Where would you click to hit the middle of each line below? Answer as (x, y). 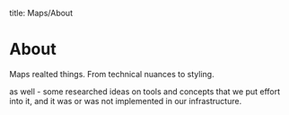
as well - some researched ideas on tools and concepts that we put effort (145, 91)
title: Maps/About (41, 13)
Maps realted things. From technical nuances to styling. (112, 74)
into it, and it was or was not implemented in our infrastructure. (126, 101)
